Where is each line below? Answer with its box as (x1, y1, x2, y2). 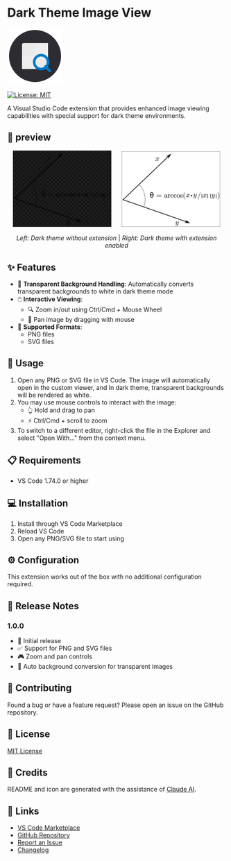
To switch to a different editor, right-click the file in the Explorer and (17, 426, 211, 434)
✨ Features (7, 262, 56, 273)
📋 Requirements (7, 454, 81, 466)
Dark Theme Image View (7, 5, 152, 21)
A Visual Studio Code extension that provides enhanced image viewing (7, 104, 209, 112)
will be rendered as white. (17, 391, 92, 399)
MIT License (7, 747, 43, 755)
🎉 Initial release (17, 637, 61, 645)
